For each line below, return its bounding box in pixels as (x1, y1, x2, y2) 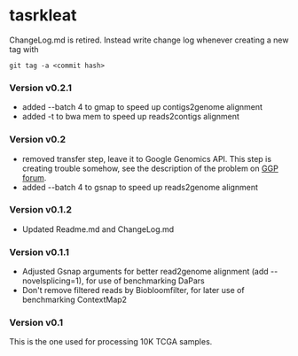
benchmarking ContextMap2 (21, 294, 127, 306)
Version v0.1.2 (9, 204, 73, 216)
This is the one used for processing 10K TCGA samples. (9, 337, 213, 347)
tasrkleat (9, 5, 77, 26)
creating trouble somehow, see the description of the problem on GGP (21, 163, 279, 174)
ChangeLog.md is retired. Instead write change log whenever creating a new (9, 35, 289, 45)
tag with (9, 43, 39, 54)
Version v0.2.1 (9, 81, 73, 94)
